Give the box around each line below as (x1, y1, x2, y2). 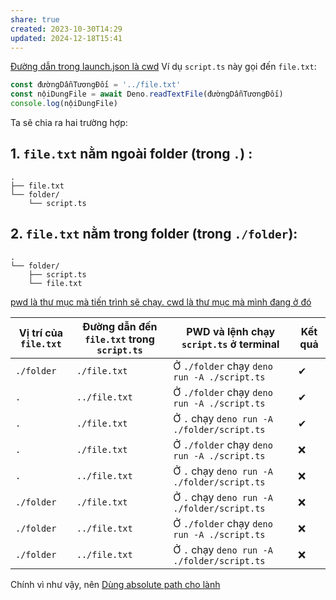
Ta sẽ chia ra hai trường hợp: (10, 117, 128, 128)
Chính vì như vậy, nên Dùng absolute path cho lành (10, 578, 221, 590)
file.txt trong (84, 332, 155, 346)
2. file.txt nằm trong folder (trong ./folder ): (10, 226, 298, 243)
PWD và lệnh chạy (186, 324, 276, 338)
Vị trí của (18, 326, 64, 340)
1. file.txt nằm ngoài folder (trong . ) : (10, 146, 253, 163)
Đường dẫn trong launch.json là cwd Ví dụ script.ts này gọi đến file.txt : (10, 61, 317, 73)
